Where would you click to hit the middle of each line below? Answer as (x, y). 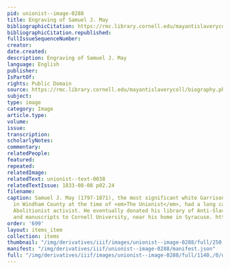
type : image (24, 103)
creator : (20, 45)
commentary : (24, 147)
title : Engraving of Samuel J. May (58, 20)
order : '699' (26, 223)
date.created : (27, 52)
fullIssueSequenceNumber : (44, 39)
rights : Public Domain (39, 84)
